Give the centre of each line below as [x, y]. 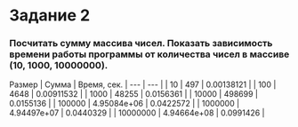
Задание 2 [50, 16]
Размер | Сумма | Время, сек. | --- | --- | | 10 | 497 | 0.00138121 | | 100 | [143, 84]
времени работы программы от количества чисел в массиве [149, 54]
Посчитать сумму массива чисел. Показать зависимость [141, 44]
